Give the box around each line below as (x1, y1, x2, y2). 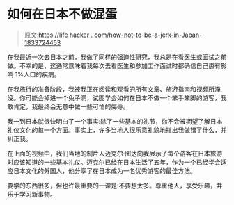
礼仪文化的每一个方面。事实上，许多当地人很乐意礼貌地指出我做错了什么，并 (7, 126, 227, 134)
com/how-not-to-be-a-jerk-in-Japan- (93, 31, 203, 39)
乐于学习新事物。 (7, 190, 56, 198)
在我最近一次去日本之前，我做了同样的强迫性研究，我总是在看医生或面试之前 (7, 53, 227, 61)
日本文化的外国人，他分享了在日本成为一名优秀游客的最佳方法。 (13, 166, 196, 174)
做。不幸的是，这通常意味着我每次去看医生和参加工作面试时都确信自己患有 (7, 61, 221, 69)
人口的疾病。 (23, 70, 61, 79)
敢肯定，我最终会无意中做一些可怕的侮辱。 (7, 102, 130, 110)
